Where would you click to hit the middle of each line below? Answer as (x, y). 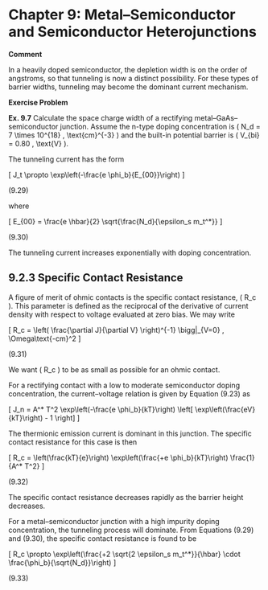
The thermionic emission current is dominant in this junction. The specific (130, 433)
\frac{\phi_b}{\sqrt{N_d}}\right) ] (62, 562)
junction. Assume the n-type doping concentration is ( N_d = (161, 126)
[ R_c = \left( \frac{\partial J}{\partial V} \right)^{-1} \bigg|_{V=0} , (116, 330)
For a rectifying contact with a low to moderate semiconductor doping (124, 385)
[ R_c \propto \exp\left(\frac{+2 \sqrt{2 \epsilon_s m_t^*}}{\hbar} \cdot (124, 554)
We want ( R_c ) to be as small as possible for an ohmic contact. (114, 369)
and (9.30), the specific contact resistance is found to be (103, 538)
